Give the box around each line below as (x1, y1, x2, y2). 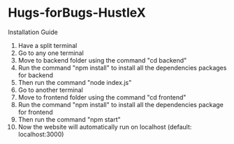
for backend (17, 71, 54, 79)
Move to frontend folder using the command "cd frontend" (17, 93, 187, 102)
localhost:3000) (17, 130, 64, 138)
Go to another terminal (17, 86, 83, 94)
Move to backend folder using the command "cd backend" (17, 56, 187, 64)
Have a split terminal (17, 41, 78, 49)
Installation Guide (8, 28, 58, 36)
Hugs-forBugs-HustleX (8, 5, 146, 21)
